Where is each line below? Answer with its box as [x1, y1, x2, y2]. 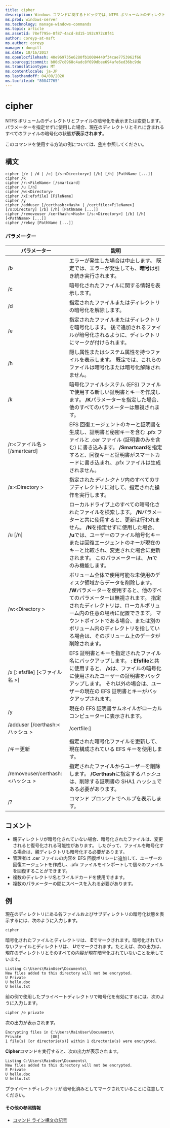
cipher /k [5, 176, 26, 181]
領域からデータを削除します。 [84, 579, 155, 586]
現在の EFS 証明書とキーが [84, 687, 148, 695]
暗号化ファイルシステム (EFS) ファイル [69, 381, 161, 388]
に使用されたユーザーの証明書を [69, 672, 145, 679]
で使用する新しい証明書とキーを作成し [69, 388, 161, 395]
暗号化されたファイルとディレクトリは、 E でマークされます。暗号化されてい [5, 937, 163, 943]
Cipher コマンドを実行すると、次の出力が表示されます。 [5, 1048, 121, 1054]
